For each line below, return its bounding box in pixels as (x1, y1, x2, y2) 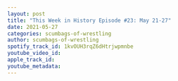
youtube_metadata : (7, 63, 61, 70)
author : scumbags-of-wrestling (7, 37, 99, 44)
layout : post (7, 10, 46, 18)
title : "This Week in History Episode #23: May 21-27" (7, 17, 172, 24)
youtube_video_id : (7, 50, 61, 57)
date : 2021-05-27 (7, 23, 58, 30)
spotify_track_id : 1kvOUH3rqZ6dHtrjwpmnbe (7, 43, 134, 50)
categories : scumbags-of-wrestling (7, 30, 112, 37)
